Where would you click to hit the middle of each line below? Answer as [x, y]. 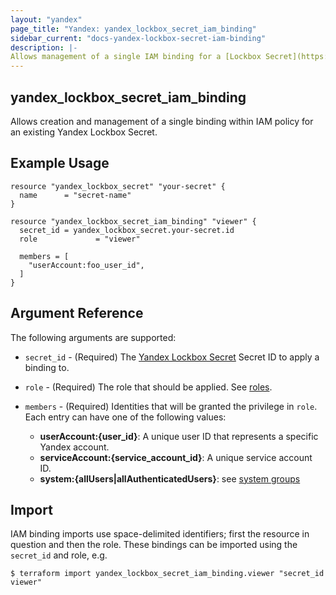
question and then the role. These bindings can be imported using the [154, 545]
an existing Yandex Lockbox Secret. [84, 132]
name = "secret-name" [75, 195]
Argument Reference [77, 313]
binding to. [47, 367]
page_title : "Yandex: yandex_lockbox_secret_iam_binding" [133, 29]
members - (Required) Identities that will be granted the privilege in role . [171, 406]
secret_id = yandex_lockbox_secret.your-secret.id [127, 230]
